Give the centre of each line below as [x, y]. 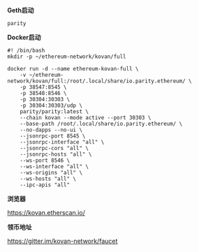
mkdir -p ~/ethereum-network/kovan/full [67, 57]
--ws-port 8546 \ [45, 161]
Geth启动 [21, 10]
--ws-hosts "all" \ [48, 179]
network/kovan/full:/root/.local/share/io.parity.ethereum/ [97, 81]
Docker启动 [24, 37]
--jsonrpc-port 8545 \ [53, 136]
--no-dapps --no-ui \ [51, 130]
